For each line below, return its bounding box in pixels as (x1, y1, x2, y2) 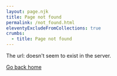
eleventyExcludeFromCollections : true (6, 25, 101, 31)
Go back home (6, 64, 42, 71)
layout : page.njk (6, 8, 49, 15)
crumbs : (6, 31, 25, 37)
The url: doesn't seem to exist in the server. (6, 52, 112, 59)
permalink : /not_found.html (6, 19, 75, 25)
